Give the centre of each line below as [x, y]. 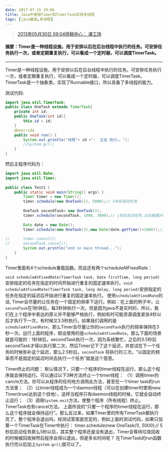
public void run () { [35, 135]
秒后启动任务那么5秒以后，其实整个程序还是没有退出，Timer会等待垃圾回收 [82, 431]
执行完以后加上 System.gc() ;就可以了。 [44, 444]
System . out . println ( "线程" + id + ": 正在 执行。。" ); [76, 140]
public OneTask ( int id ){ [40, 117]
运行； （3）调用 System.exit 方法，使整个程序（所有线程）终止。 [76, 400]
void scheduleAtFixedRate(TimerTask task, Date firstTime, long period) [82, 277]
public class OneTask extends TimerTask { [49, 107]
